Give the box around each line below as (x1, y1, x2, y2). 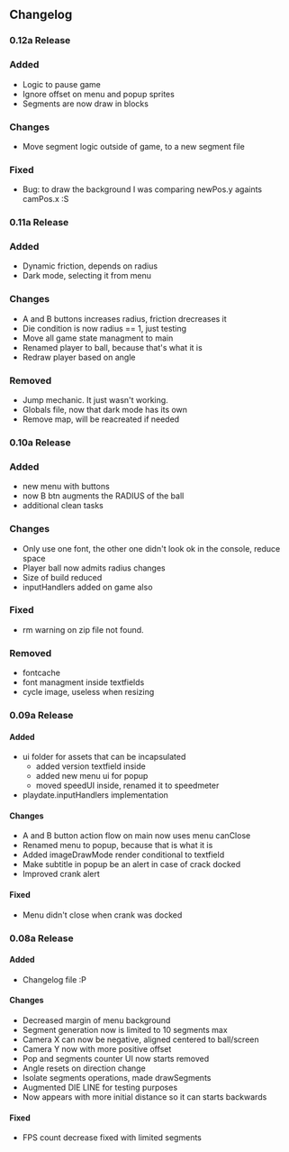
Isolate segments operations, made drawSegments (22, 1072, 212, 1083)
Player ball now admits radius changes (22, 562, 166, 573)
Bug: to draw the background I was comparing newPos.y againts (22, 184, 263, 195)
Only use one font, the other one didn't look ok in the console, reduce (22, 543, 281, 553)
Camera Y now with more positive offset (22, 1043, 172, 1054)
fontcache (22, 667, 61, 679)
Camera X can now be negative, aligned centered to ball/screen (22, 1034, 259, 1045)
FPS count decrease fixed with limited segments (22, 1132, 203, 1143)
